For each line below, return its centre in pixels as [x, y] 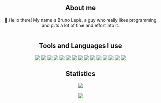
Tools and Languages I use [80, 46]
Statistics [80, 74]
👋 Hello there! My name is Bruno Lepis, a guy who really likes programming [80, 20]
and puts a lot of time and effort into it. [80, 25]
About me [80, 8]
